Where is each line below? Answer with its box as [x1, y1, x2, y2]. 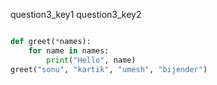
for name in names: [28, 45, 110, 56]
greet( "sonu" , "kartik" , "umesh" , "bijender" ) [10, 64, 208, 74]
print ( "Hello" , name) [46, 55, 137, 65]
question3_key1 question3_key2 [10, 9, 142, 20]
